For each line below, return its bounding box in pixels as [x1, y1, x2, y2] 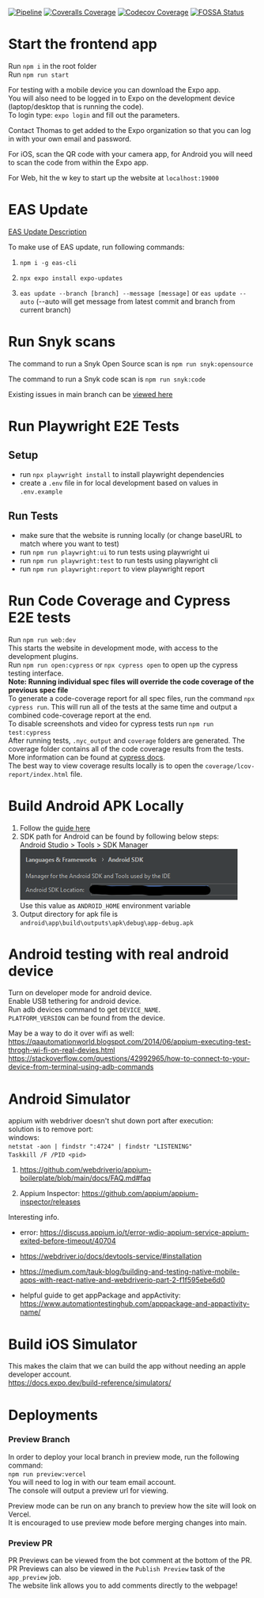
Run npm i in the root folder [8, 61, 97, 70]
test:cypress [8, 729, 51, 737]
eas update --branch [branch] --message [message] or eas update [19, 288, 236, 297]
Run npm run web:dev [8, 634, 77, 644]
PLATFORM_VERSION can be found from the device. [8, 1013, 166, 1023]
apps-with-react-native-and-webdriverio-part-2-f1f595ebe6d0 [19, 1275, 225, 1285]
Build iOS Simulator [8, 1335, 138, 1353]
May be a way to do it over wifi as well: [8, 1028, 134, 1038]
